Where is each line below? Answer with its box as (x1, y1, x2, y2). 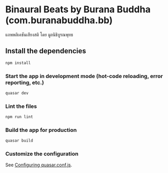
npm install (5, 60, 31, 65)
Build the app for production (5, 126, 77, 133)
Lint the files (5, 103, 37, 110)
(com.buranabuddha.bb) (5, 14, 113, 26)
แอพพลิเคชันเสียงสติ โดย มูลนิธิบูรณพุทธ (5, 31, 73, 37)
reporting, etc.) (5, 79, 44, 86)
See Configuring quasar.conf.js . (5, 162, 72, 168)
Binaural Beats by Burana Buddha (5, 4, 151, 15)
